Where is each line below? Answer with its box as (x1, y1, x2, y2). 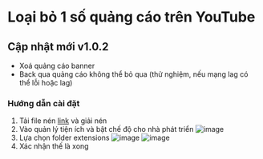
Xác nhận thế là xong (18, 141, 89, 151)
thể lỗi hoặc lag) (18, 78, 73, 87)
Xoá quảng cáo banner (18, 61, 95, 70)
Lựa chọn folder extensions (18, 133, 110, 143)
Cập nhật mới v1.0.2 (7, 40, 109, 54)
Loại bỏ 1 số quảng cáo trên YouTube (7, 8, 256, 26)
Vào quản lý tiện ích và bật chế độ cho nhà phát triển (18, 125, 194, 134)
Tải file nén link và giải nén (18, 116, 107, 125)
